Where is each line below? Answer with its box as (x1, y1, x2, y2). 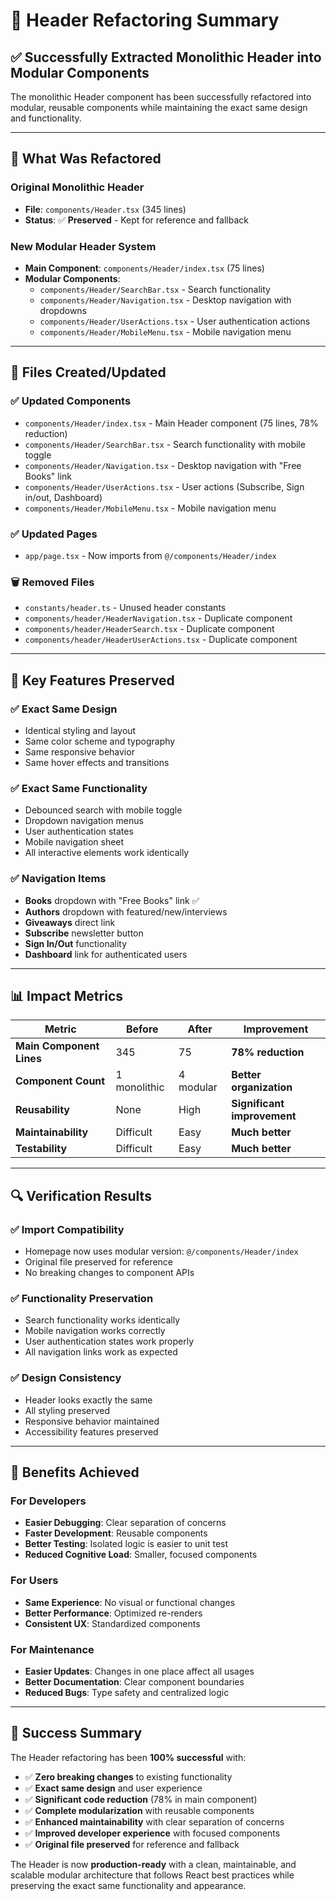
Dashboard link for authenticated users (24, 948, 188, 960)
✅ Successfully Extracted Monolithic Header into (10, 49, 322, 66)
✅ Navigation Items (10, 872, 107, 886)
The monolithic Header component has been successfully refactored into (10, 91, 312, 103)
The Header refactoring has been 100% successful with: (10, 1751, 247, 1763)
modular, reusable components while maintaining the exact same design (10, 102, 308, 113)
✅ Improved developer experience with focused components (24, 1827, 281, 1839)
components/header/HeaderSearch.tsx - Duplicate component (24, 623, 275, 635)
